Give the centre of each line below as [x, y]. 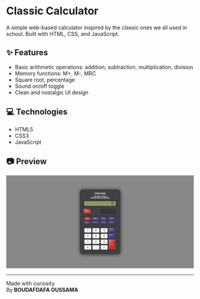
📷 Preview [26, 161]
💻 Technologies [37, 112]
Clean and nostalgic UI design [51, 92]
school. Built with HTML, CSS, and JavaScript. [63, 33]
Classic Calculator [52, 11]
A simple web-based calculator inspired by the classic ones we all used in [97, 27]
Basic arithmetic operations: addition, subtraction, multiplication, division [104, 67]
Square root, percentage [45, 79]
